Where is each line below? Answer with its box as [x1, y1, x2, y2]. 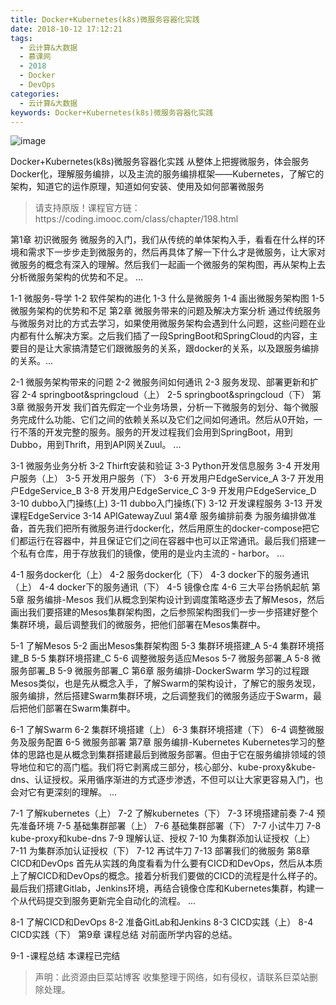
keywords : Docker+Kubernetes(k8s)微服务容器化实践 [10, 107, 214, 118]
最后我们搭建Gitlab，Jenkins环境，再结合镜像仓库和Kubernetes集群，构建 [10, 882, 316, 895]
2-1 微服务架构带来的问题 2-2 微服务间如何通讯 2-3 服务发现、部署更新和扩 [10, 376, 319, 388]
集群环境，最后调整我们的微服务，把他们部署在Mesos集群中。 [10, 619, 266, 631]
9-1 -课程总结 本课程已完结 [10, 950, 121, 962]
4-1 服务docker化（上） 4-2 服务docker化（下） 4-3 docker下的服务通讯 [10, 569, 310, 581]
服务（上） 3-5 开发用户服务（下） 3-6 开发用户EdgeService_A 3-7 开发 [18, 472, 316, 485]
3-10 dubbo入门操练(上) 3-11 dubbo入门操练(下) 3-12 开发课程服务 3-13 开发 [10, 497, 323, 510]
